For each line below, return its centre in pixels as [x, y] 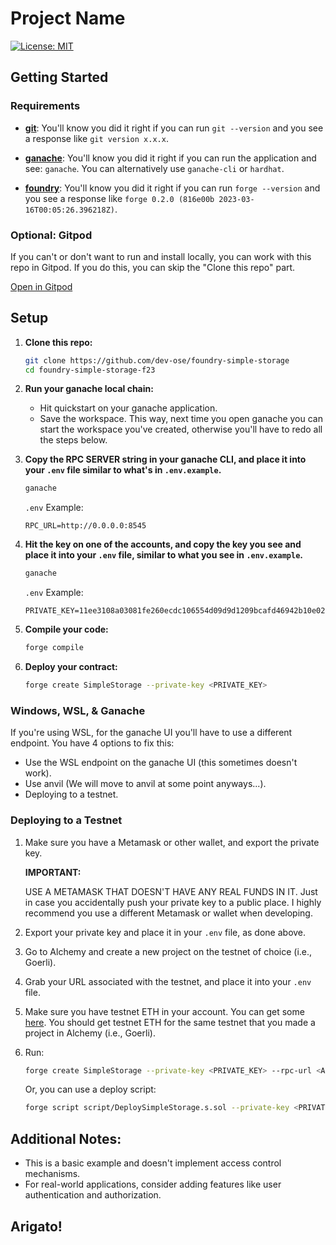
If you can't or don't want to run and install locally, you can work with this [161, 256]
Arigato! [36, 1226]
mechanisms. [52, 1174]
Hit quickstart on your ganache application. [128, 408]
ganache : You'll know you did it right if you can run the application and [170, 158]
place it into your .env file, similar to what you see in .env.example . [163, 555]
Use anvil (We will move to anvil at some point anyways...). [145, 784]
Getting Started [59, 77]
